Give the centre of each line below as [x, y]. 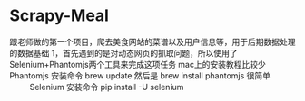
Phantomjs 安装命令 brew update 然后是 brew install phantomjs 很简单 [140, 75]
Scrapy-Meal [59, 16]
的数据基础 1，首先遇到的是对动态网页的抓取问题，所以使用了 [123, 53]
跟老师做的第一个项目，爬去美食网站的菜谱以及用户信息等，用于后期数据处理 [152, 41]
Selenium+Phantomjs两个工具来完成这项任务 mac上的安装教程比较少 [138, 64]
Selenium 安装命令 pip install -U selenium [107, 87]
